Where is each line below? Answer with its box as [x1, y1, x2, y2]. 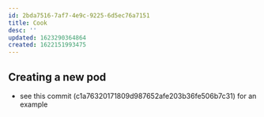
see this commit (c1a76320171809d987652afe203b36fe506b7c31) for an [19, 91, 257, 100]
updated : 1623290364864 [8, 33, 87, 42]
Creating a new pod [8, 70, 107, 84]
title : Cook [8, 19, 47, 27]
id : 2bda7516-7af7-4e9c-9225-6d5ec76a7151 [8, 11, 150, 20]
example [19, 100, 48, 109]
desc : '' [8, 26, 37, 34]
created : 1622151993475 [8, 41, 87, 49]
